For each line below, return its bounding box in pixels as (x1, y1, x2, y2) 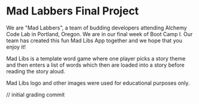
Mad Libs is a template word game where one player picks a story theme (6, 55, 186, 62)
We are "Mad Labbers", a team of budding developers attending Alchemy (6, 24, 187, 31)
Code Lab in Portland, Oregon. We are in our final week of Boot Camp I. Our (6, 30, 193, 37)
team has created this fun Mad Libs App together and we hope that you (6, 37, 183, 44)
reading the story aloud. (6, 67, 65, 75)
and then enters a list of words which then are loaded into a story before (6, 61, 185, 69)
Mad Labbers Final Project (6, 4, 139, 18)
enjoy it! (6, 43, 26, 50)
